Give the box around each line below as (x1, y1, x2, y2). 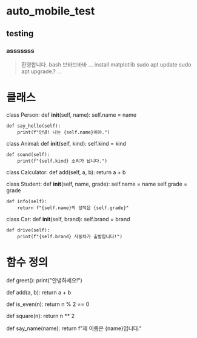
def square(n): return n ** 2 (6, 312, 75, 319)
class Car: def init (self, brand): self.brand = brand (6, 215, 130, 223)
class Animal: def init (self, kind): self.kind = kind (6, 140, 126, 147)
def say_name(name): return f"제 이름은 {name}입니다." (6, 325, 142, 332)
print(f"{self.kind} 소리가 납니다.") (17, 158, 108, 164)
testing (6, 28, 34, 39)
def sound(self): (6, 151, 50, 158)
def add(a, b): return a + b (6, 288, 72, 296)
